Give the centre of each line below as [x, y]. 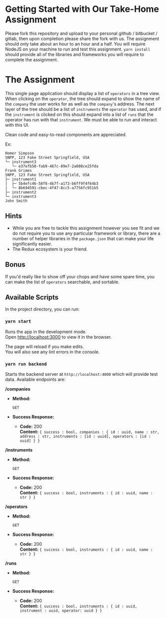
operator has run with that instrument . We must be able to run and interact [81, 119]
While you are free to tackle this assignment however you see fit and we [86, 228]
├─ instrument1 [21, 179]
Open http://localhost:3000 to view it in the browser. [58, 337]
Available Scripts [32, 297]
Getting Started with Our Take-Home [82, 9]
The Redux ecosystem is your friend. [50, 249]
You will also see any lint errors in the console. [53, 352]
